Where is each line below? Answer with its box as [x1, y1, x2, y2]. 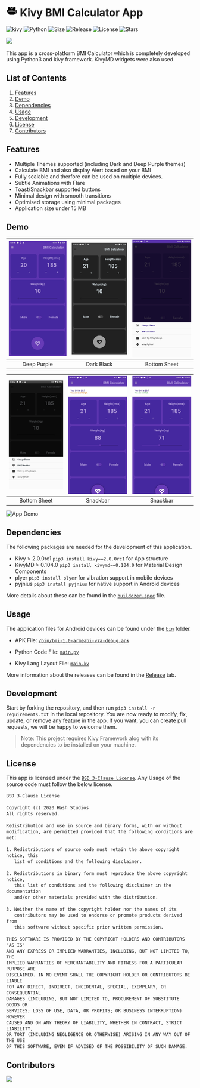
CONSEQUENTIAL [6, 990, 42, 996]
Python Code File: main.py [14, 648, 79, 655]
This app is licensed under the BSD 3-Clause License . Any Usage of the [6, 775, 180, 782]
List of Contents [6, 73, 67, 84]
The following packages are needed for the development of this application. [6, 543, 192, 550]
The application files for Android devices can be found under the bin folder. [6, 625, 192, 632]
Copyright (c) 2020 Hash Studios [6, 805, 89, 811]
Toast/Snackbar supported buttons [14, 186, 101, 193]
